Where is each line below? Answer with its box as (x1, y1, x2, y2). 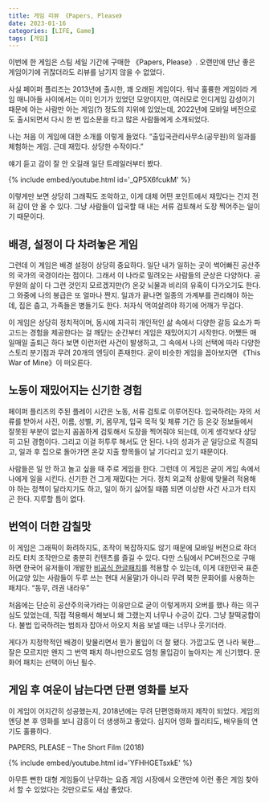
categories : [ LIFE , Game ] (8, 27, 95, 35)
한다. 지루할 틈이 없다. (16, 494, 86, 504)
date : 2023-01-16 (8, 19, 67, 27)
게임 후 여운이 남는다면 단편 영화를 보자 (8, 683, 189, 697)
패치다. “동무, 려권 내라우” (8, 582, 90, 592)
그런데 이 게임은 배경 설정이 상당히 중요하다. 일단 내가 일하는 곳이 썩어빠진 (8, 261, 239, 270)
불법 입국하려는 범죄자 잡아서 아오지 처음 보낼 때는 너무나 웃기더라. (18, 620, 226, 630)
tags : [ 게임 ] (8, 34, 49, 43)
